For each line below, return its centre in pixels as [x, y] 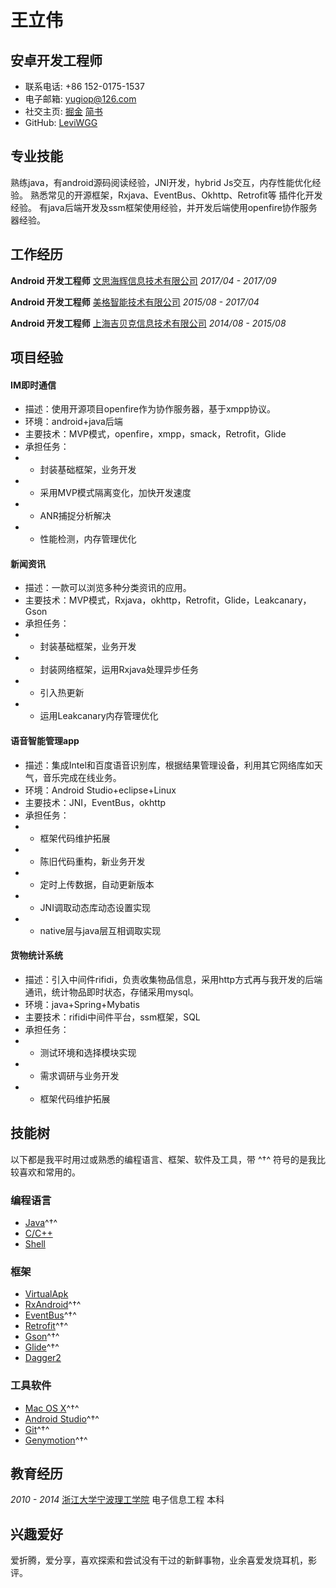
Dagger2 [43, 1358]
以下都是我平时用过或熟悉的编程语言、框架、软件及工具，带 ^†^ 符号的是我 [163, 1159]
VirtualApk [46, 1294]
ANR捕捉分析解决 [75, 516]
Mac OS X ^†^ [52, 1408]
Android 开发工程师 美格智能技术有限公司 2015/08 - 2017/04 [135, 302]
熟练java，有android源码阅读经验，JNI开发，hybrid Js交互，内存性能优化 [161, 182]
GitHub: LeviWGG [61, 122]
